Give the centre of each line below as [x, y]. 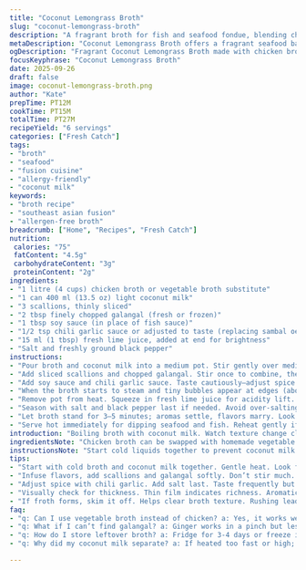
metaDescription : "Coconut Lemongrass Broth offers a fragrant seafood [148, 43]
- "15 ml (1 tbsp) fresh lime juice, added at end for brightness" [140, 340]
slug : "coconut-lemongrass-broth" [75, 26]
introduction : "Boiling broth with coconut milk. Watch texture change [148, 433]
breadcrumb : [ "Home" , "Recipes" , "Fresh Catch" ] [103, 230]
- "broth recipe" [42, 205]
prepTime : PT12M [40, 103]
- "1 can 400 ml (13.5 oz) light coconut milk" [102, 297]
